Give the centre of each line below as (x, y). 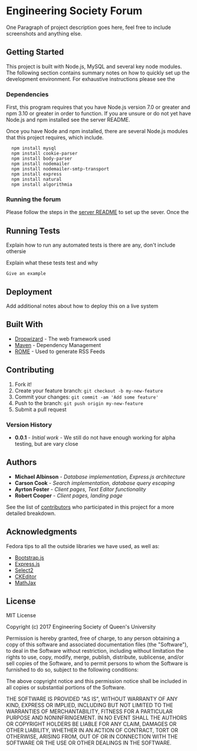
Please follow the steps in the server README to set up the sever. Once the (98, 212)
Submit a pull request (40, 409)
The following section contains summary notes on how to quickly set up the (98, 73)
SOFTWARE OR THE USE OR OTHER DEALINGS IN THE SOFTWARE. (89, 743)
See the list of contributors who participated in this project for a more (90, 507)
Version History (29, 425)
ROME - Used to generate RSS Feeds (60, 351)
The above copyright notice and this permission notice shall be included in (96, 681)
